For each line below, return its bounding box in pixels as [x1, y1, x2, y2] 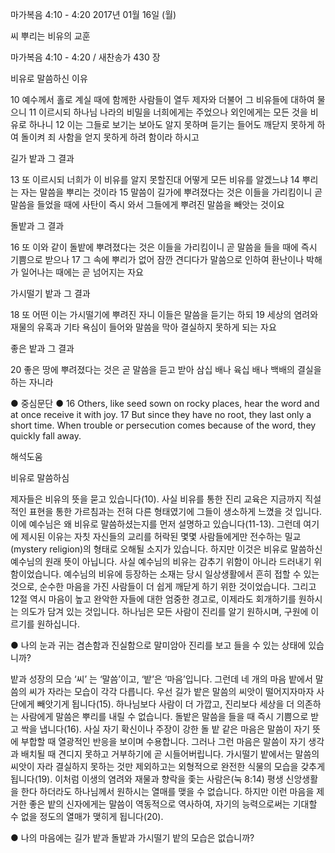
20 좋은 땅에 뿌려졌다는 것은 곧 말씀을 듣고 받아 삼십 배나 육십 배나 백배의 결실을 [10, 364, 322, 375]
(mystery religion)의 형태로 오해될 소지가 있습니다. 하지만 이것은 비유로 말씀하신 [10, 543, 323, 555]
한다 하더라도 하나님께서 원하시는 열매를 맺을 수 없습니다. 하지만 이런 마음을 [20, 786, 315, 797]
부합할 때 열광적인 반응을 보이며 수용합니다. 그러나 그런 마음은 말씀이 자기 [20, 736, 307, 747]
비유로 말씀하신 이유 [10, 73, 88, 84]
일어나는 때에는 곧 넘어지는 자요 [20, 266, 144, 278]
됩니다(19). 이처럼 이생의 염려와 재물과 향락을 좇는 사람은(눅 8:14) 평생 [10, 773, 284, 785]
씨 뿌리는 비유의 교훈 [10, 30, 91, 42]
